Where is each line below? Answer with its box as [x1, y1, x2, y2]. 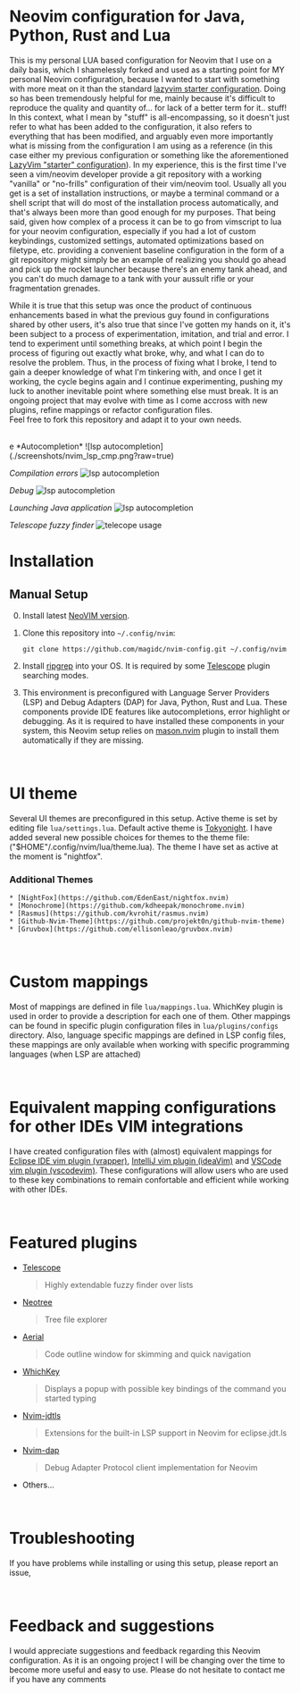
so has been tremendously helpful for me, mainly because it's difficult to [9, 92, 276, 104]
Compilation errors [9, 467, 79, 478]
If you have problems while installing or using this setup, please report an [9, 1557, 279, 1568]
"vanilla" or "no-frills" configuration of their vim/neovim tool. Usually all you [9, 178, 287, 189]
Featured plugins [9, 1233, 138, 1253]
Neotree [21, 1296, 53, 1307]
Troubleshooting [9, 1529, 136, 1548]
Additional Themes [9, 873, 94, 886]
